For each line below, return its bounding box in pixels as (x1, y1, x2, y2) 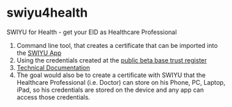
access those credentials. (16, 92, 91, 101)
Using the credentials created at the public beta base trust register (16, 56, 208, 64)
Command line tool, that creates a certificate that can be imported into (16, 41, 218, 49)
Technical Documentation (16, 63, 90, 72)
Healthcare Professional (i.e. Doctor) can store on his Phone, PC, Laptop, (16, 78, 226, 86)
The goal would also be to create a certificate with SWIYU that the (16, 71, 206, 79)
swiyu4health (6, 5, 88, 21)
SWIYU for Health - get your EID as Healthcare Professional (6, 28, 177, 36)
